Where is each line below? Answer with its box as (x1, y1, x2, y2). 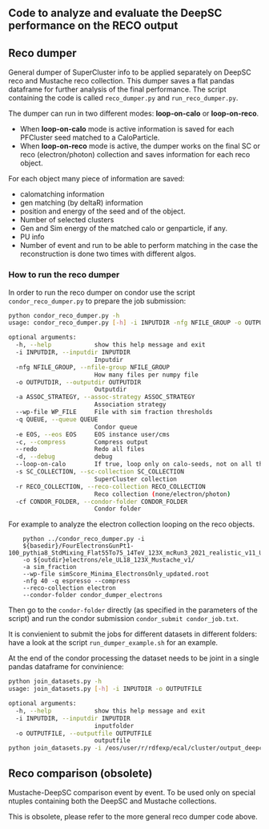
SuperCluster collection (94, 475, 178, 483)
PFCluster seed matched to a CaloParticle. (19, 132, 160, 143)
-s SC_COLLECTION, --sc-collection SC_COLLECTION (15, 468, 184, 476)
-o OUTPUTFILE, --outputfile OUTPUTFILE (15, 729, 152, 738)
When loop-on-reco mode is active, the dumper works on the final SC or (19, 141, 261, 151)
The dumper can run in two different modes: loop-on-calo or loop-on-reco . (8, 108, 259, 119)
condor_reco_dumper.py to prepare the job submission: (8, 296, 187, 306)
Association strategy (94, 400, 167, 408)
